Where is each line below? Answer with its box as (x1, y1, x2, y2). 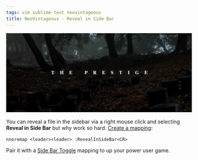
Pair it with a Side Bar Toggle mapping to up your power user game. (6, 147, 170, 154)
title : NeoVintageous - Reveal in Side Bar (6, 15, 115, 22)
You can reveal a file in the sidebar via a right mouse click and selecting (6, 118, 180, 125)
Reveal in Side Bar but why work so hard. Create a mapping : (6, 125, 153, 132)
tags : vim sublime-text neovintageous (6, 9, 101, 15)
